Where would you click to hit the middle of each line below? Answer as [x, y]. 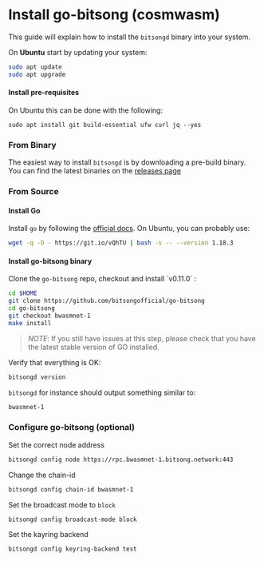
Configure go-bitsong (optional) [72, 428]
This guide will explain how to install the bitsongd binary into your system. [130, 37]
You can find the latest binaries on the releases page [95, 171]
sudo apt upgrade [37, 74]
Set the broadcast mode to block [62, 504]
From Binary [33, 145]
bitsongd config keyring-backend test [73, 549]
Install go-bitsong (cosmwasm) [114, 15]
